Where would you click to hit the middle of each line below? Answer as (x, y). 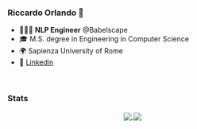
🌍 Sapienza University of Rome (71, 51)
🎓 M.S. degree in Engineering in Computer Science (104, 39)
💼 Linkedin (36, 62)
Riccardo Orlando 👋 (46, 13)
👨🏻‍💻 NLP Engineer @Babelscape (73, 30)
